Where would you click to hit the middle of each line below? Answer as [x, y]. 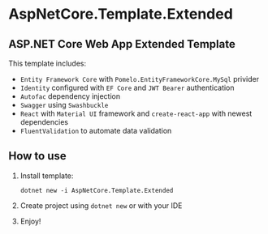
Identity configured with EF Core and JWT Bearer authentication [127, 87]
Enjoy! [30, 221]
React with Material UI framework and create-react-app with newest [136, 113]
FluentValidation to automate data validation [96, 131]
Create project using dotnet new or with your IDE [101, 205]
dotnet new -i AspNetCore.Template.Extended [97, 190]
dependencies [44, 122]
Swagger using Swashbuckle [64, 105]
